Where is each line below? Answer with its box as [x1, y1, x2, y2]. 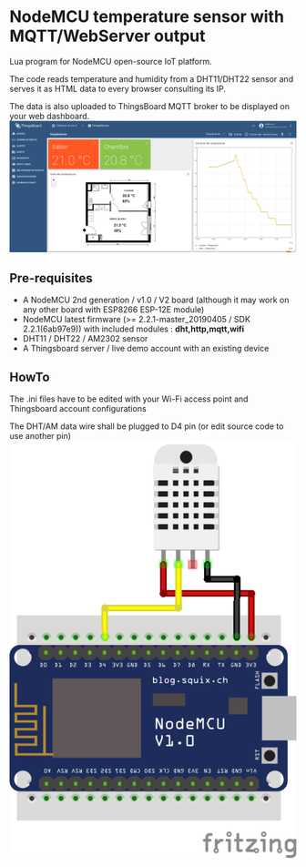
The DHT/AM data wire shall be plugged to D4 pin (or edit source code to [9, 421, 284, 432]
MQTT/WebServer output [9, 25, 207, 46]
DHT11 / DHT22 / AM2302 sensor [22, 333, 148, 344]
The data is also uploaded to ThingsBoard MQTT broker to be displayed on [9, 100, 290, 111]
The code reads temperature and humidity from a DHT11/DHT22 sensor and [9, 73, 294, 84]
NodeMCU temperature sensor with [9, 6, 285, 27]
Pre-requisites [9, 270, 93, 286]
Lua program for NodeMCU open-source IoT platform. [9, 56, 212, 66]
